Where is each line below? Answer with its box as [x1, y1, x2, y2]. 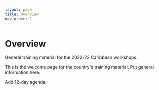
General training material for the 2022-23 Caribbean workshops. [5, 54, 138, 60]
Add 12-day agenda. [5, 79, 47, 85]
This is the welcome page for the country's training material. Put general [5, 64, 154, 70]
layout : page [5, 7, 32, 12]
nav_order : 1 [5, 16, 32, 21]
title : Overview [5, 12, 39, 17]
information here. [5, 69, 41, 75]
